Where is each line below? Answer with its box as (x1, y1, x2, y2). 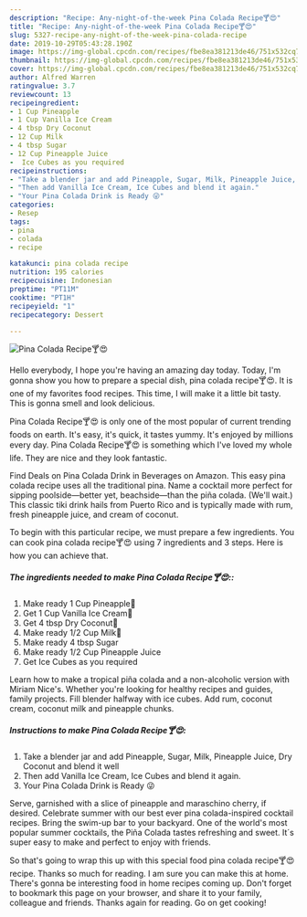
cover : (9, 65, 35, 74)
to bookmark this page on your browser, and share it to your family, (9, 888, 262, 899)
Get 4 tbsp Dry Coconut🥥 (22, 617, 119, 628)
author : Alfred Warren (9, 73, 96, 82)
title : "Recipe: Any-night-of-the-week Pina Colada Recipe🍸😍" (9, 22, 257, 31)
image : (9, 47, 35, 57)
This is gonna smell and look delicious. (9, 398, 155, 409)
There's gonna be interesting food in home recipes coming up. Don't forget (9, 878, 292, 889)
